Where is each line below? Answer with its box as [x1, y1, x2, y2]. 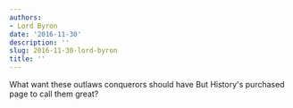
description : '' [9, 37, 70, 47]
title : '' [9, 54, 46, 63]
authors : [9, 12, 42, 22]
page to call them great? [9, 88, 99, 99]
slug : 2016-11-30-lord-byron [9, 46, 118, 55]
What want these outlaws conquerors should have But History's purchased [9, 79, 285, 89]
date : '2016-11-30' [9, 29, 82, 38]
